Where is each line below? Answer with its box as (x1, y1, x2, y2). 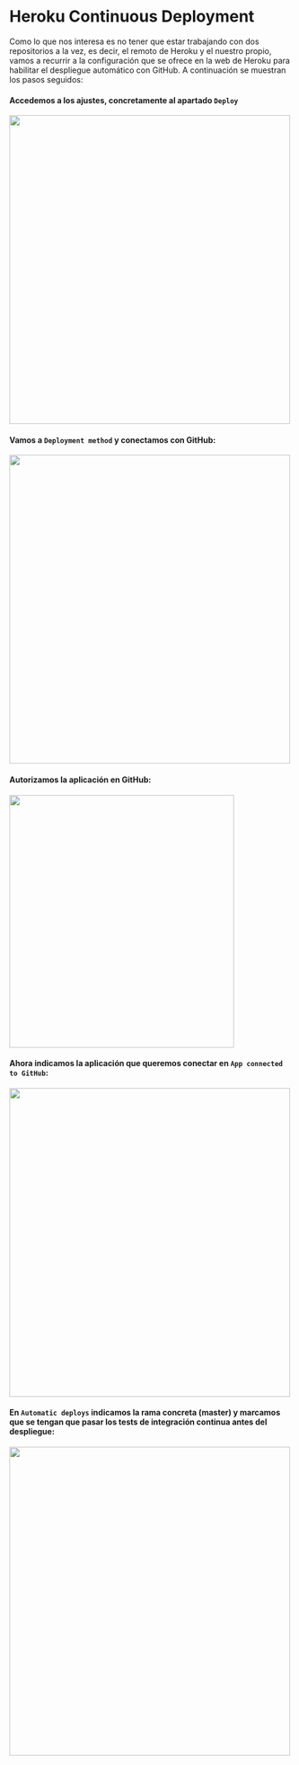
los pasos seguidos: (9, 74, 84, 84)
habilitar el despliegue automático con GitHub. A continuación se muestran (9, 65, 286, 75)
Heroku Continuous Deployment (9, 6, 255, 27)
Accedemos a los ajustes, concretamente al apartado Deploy (9, 94, 239, 105)
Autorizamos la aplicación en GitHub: (9, 774, 152, 785)
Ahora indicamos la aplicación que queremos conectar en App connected (9, 1058, 283, 1069)
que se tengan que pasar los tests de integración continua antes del (9, 1416, 268, 1427)
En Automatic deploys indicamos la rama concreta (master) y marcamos (9, 1408, 281, 1418)
